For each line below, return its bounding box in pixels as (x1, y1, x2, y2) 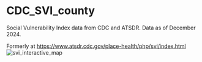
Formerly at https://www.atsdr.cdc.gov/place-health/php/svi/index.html (6, 42, 186, 50)
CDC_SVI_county (6, 4, 95, 18)
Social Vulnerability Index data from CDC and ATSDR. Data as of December (6, 24, 196, 31)
